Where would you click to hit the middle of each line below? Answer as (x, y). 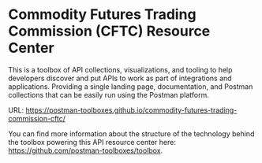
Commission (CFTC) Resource (109, 31)
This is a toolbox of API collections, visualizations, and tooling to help (120, 69)
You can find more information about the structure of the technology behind (131, 133)
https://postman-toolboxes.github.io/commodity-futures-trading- (131, 110)
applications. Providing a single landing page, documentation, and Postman (131, 86)
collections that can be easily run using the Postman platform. (109, 94)
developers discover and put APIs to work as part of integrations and (120, 78)
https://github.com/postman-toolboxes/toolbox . (86, 150)
